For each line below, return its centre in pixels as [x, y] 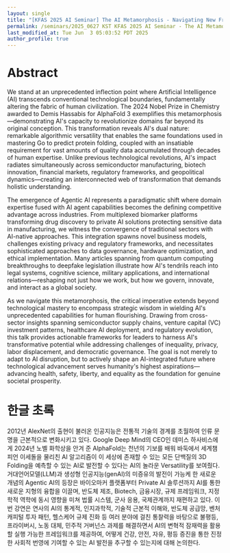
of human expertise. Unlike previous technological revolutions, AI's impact [112, 158]
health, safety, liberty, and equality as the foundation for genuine [129, 374]
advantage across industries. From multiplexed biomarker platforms [102, 215]
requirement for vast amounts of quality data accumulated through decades [114, 150]
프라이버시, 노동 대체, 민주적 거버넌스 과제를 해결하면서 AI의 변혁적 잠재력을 [108, 525]
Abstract [33, 73]
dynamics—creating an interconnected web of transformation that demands [114, 180]
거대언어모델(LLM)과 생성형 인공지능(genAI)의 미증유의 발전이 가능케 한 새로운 [112, 474]
